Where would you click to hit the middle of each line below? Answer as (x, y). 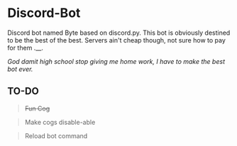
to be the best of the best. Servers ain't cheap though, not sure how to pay (116, 40)
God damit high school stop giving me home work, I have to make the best (116, 61)
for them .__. (26, 47)
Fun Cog (37, 108)
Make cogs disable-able (60, 122)
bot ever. (20, 69)
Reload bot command (56, 135)
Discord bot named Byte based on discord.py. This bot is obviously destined (119, 33)
